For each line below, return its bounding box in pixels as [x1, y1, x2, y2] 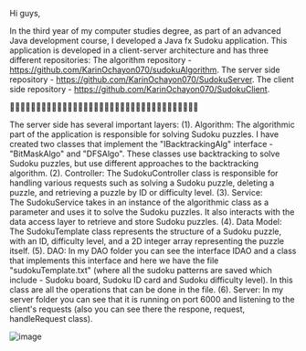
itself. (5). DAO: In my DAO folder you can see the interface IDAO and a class [9, 246, 297, 256]
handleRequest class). [9, 314, 93, 324]
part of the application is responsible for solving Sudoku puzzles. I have [9, 129, 280, 140]
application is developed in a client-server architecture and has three [9, 45, 269, 56]
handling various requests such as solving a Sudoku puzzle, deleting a [9, 177, 275, 188]
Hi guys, [9, 8, 41, 18]
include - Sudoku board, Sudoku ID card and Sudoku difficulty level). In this [9, 274, 294, 285]
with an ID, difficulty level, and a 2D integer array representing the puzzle [9, 236, 285, 246]
